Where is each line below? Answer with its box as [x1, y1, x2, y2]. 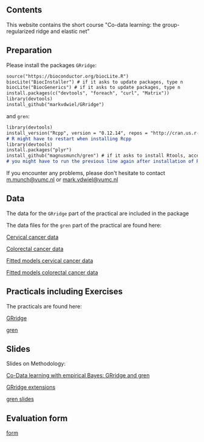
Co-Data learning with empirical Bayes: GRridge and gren [6, 372, 150, 379]
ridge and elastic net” [36, 27, 90, 35]
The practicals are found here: [6, 302, 82, 310]
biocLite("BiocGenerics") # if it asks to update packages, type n [6, 85, 181, 91]
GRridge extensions [6, 383, 56, 391]
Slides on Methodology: [6, 360, 66, 368]
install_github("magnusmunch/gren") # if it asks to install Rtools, [6, 152, 186, 159]
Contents [6, 5, 42, 15]
